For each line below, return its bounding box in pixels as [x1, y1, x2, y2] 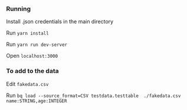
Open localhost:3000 [6, 52, 58, 59]
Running [6, 5, 31, 13]
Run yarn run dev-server [6, 41, 68, 48]
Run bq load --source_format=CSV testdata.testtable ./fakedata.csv [6, 92, 181, 99]
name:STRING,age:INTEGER [6, 98, 67, 104]
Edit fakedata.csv [6, 80, 49, 87]
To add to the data [6, 67, 59, 75]
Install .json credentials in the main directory [6, 18, 114, 25]
